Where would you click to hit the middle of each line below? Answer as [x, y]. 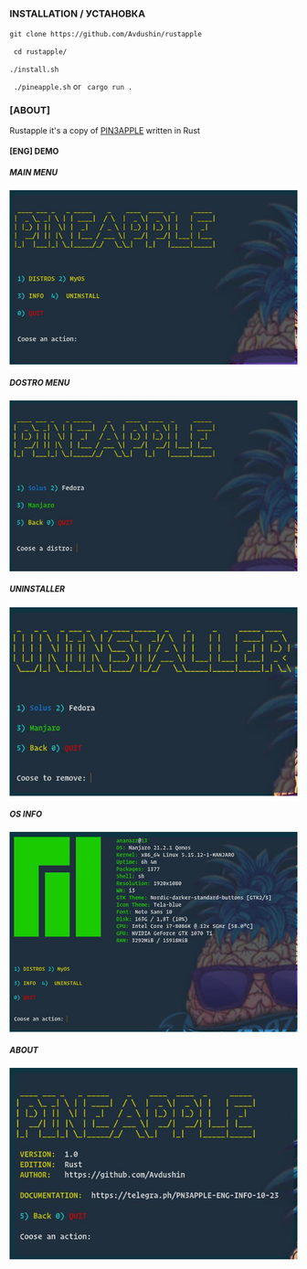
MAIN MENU [33, 172]
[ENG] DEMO [34, 151]
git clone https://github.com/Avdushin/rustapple [106, 35]
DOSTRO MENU [40, 382]
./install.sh [34, 70]
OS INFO [26, 814]
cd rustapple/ [40, 52]
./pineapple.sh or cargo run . [73, 87]
